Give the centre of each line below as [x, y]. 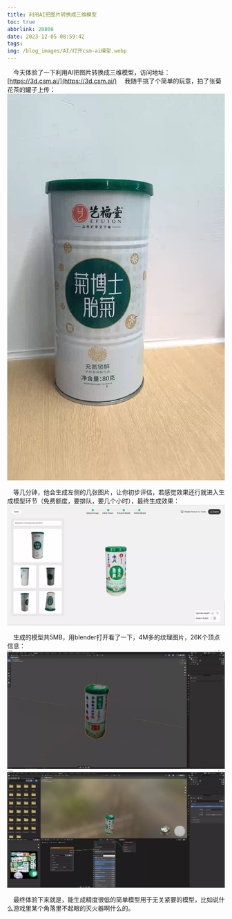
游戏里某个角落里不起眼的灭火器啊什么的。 [74, 909]
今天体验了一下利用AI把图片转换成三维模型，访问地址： [92, 72]
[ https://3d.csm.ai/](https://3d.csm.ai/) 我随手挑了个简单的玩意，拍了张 [111, 81]
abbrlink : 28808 [30, 29]
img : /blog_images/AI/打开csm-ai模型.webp [67, 51]
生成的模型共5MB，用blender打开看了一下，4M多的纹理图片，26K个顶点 [117, 637]
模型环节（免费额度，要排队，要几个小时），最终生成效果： [96, 501]
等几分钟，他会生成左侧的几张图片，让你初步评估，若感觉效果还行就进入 [116, 492]
